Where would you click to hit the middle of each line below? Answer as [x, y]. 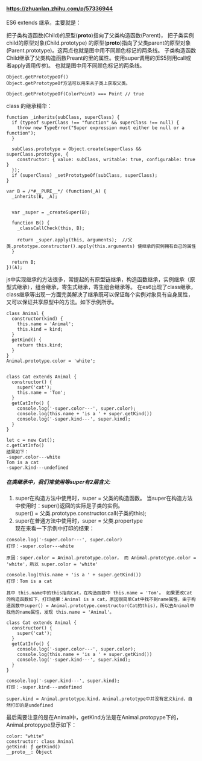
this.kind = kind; [40, 330]
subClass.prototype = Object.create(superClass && [77, 149]
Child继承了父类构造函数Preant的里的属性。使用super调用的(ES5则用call [96, 58]
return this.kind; [40, 345]
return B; [24, 263]
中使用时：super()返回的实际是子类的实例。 [69, 506]
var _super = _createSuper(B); [51, 212]
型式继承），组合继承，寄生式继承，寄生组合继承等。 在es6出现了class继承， [101, 287]
